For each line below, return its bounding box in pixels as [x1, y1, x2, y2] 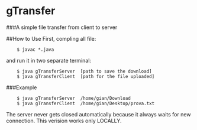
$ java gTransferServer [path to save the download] [17, 68, 152, 74]
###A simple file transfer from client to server [6, 24, 118, 31]
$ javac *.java [17, 46, 54, 53]
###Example [6, 84, 37, 91]
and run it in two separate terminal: [6, 57, 92, 64]
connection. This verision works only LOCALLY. [6, 117, 122, 124]
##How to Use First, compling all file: [6, 35, 96, 42]
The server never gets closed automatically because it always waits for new [6, 110, 191, 118]
